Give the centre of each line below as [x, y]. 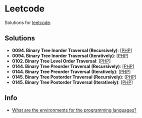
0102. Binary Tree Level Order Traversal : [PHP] [61, 61]
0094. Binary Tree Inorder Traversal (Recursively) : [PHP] [72, 50]
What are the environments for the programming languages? [74, 110]
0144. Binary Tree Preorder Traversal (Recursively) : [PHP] [73, 66]
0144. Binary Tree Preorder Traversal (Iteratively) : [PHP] [71, 71]
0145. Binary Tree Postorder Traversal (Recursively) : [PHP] [74, 77]
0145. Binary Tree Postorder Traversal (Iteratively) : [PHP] [72, 82]
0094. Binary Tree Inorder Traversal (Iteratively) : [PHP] [70, 55]
